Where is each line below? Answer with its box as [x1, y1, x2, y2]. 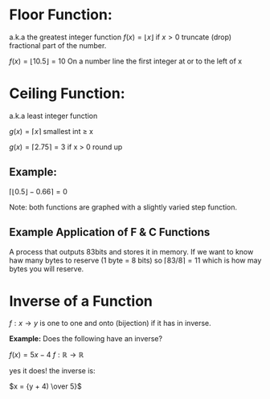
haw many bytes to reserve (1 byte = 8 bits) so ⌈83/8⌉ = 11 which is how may [9, 255, 262, 265]
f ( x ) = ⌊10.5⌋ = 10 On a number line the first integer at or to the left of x [9, 56, 243, 66]
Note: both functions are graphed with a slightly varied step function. [9, 202, 238, 212]
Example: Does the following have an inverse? [9, 334, 163, 344]
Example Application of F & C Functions [9, 226, 211, 239]
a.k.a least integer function [9, 111, 98, 120]
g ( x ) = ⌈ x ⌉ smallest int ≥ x [9, 126, 94, 136]
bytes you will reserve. [9, 263, 84, 274]
